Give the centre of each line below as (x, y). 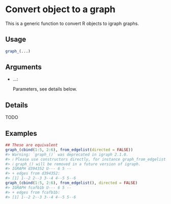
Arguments (24, 67)
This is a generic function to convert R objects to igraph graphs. (72, 23)
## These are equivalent (32, 145)
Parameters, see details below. (45, 89)
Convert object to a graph (60, 9)
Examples (21, 133)
